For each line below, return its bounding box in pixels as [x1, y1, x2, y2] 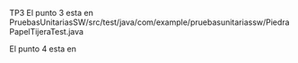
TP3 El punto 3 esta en [9, 8, 94, 18]
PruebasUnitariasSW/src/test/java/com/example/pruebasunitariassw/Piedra [9, 17, 290, 28]
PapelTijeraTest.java [9, 27, 83, 36]
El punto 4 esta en [9, 43, 77, 54]
